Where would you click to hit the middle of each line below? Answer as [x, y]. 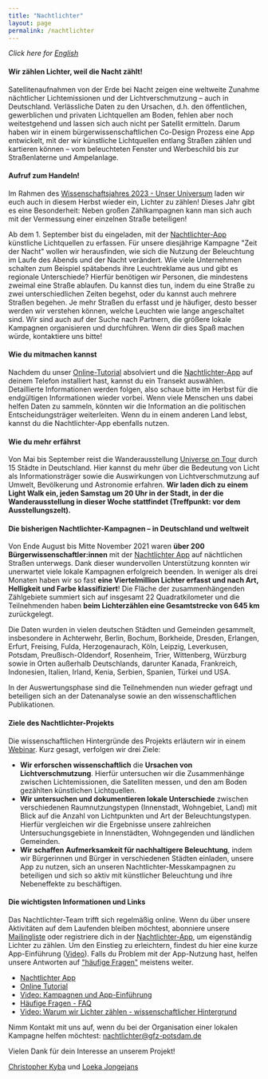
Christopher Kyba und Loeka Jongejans [73, 1066]
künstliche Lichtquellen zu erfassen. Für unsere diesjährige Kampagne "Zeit [133, 243]
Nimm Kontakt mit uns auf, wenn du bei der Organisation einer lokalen [123, 1027]
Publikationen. [32, 705]
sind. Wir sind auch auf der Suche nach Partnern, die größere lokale [120, 319]
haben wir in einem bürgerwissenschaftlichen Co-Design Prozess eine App [132, 132]
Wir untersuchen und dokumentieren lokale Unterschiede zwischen [134, 798]
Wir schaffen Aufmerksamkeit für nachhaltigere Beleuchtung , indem [136, 850]
